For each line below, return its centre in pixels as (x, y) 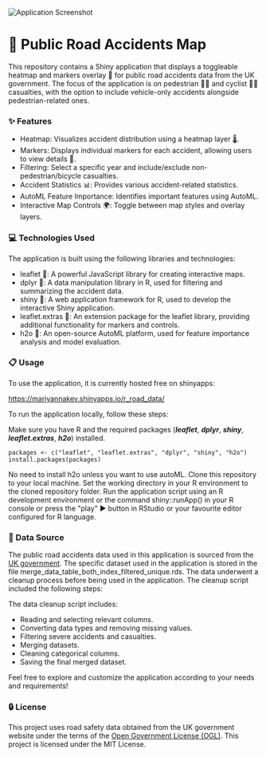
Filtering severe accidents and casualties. (88, 637)
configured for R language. (53, 516)
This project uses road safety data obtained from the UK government (121, 727)
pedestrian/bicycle (51, 176)
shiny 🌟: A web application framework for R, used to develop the (125, 299)
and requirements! (38, 686)
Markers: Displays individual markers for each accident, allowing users (136, 151)
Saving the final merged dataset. (73, 662)
